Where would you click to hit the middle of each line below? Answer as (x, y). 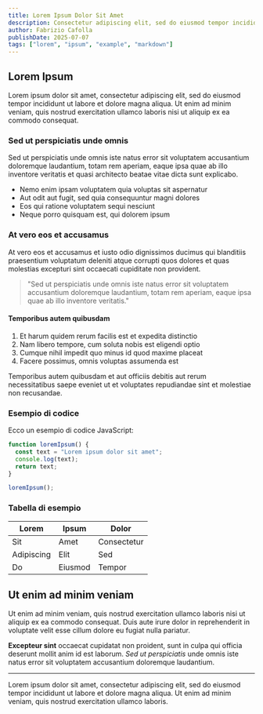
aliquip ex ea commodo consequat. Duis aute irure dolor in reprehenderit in (129, 622)
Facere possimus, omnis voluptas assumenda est (99, 361)
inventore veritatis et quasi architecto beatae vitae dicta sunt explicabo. (123, 174)
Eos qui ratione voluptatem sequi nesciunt (87, 206)
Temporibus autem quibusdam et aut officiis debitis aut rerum (108, 376)
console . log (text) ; (47, 459)
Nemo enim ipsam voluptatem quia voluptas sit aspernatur (113, 190)
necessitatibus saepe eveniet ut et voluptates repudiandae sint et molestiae (130, 384)
